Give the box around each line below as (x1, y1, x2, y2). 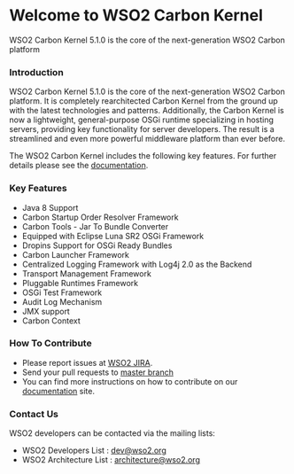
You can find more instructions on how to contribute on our (21, 376, 238, 386)
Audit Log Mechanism (21, 296, 103, 307)
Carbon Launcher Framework (21, 249, 130, 260)
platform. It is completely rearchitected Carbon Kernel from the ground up (9, 96, 279, 106)
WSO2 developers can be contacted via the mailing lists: (9, 428, 215, 439)
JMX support (21, 306, 71, 316)
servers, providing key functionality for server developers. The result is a (9, 124, 275, 135)
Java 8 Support (21, 202, 79, 213)
